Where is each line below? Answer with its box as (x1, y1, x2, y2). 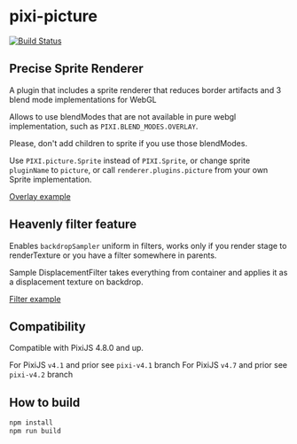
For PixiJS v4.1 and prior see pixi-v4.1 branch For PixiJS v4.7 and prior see (9, 360, 288, 370)
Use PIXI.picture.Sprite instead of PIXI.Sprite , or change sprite (9, 155, 251, 166)
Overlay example (9, 191, 71, 201)
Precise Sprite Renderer (9, 61, 144, 76)
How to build (9, 394, 81, 409)
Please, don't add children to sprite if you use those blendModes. (9, 137, 248, 148)
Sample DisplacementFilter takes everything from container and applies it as (9, 267, 288, 277)
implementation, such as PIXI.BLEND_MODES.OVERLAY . (9, 121, 199, 131)
